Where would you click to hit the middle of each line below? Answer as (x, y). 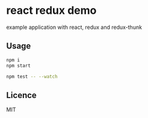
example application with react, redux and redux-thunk (74, 27)
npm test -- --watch (32, 76)
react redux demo (51, 11)
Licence (22, 95)
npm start (19, 66)
